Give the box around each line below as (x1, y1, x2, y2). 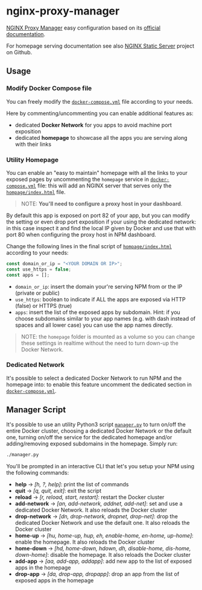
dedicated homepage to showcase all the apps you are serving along (14, 134, 188, 141)
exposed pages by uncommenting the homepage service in (6, 175, 150, 183)
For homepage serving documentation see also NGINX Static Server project (6, 42, 195, 49)
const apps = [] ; (6, 272, 50, 278)
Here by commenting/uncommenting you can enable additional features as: (6, 110, 194, 117)
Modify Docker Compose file (6, 84, 92, 93)
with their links (14, 140, 52, 148)
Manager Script (6, 405, 66, 415)
